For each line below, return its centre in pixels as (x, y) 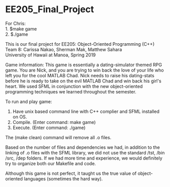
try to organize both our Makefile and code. (51, 163)
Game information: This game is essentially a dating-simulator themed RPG (84, 65)
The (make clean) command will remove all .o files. (58, 137)
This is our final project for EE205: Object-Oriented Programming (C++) (80, 44)
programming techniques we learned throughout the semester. (71, 91)
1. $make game (21, 28)
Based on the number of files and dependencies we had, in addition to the (82, 147)
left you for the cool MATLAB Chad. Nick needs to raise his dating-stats (80, 75)
